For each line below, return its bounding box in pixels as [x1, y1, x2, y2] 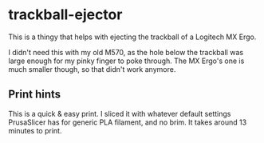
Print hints [8, 88, 61, 101]
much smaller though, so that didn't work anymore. [8, 64, 176, 73]
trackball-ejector [8, 6, 123, 24]
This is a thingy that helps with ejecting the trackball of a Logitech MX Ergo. [8, 32, 257, 42]
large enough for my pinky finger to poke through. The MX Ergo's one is [8, 56, 245, 66]
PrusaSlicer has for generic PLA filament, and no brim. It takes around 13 [8, 117, 247, 127]
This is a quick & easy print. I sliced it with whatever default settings [8, 109, 231, 118]
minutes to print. [8, 125, 62, 135]
